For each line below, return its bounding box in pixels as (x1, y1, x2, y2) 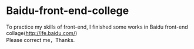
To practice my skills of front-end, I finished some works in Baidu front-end (6, 23, 188, 30)
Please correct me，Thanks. (6, 36, 75, 43)
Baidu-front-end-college (6, 4, 129, 17)
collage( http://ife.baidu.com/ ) (6, 29, 78, 36)
